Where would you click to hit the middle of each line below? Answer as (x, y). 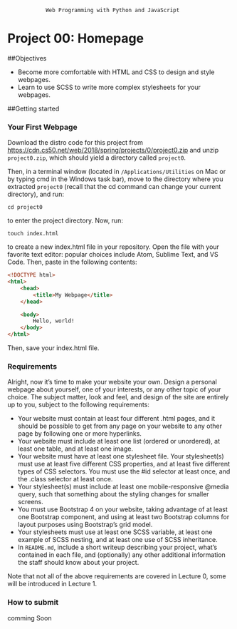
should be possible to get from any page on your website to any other (120, 426)
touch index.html (33, 234)
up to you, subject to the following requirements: (78, 405)
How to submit (33, 603)
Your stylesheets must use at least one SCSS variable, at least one (115, 532)
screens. (31, 502)
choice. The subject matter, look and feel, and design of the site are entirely (118, 397)
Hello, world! (54, 321)
